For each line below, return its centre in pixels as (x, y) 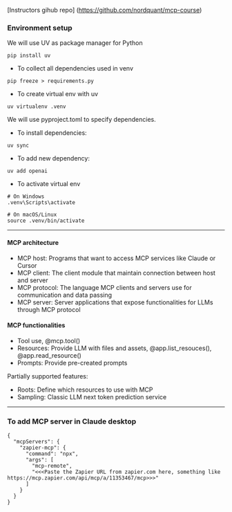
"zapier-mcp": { (43, 448)
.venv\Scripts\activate (41, 203)
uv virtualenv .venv (37, 107)
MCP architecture (33, 242)
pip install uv (29, 56)
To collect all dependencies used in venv (75, 68)
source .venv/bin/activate (46, 221)
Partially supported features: (48, 376)
